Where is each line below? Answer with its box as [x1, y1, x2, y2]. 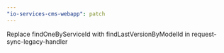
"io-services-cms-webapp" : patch [6, 10, 106, 18]
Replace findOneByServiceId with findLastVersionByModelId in [6, 30, 191, 38]
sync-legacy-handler [6, 37, 68, 46]
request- [191, 30, 217, 38]
